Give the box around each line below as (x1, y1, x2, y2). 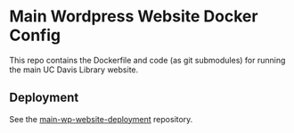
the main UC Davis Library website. (9, 64, 139, 75)
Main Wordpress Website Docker (9, 6, 258, 27)
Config (9, 25, 61, 46)
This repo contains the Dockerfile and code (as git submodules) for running (9, 54, 286, 65)
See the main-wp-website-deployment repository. (9, 113, 193, 124)
